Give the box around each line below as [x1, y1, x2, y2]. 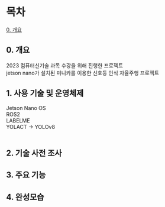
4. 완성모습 [6, 192, 44, 202]
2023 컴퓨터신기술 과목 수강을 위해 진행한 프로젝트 [6, 62, 123, 69]
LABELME [6, 117, 31, 124]
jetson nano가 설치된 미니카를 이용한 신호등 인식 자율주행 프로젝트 [6, 69, 160, 76]
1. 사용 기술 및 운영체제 [6, 88, 84, 98]
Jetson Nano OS [6, 104, 46, 111]
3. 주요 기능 [6, 170, 46, 180]
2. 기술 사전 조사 [6, 148, 62, 158]
